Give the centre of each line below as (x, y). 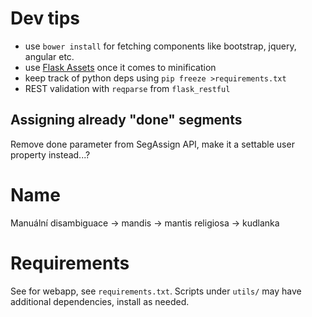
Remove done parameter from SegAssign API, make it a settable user (152, 144)
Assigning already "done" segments (126, 120)
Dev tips (45, 18)
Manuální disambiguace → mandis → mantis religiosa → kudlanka (145, 223)
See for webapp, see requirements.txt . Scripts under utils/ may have (156, 291)
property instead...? (50, 154)
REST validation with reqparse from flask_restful (127, 88)
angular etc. (49, 56)
